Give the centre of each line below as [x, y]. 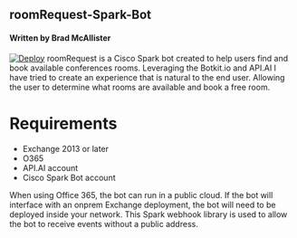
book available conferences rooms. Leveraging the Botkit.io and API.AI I [143, 68]
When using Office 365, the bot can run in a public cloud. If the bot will [141, 195]
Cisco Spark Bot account [69, 177]
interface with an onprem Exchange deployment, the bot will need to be [143, 205]
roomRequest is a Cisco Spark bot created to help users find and [168, 58]
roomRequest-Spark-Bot [81, 15]
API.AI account [50, 167]
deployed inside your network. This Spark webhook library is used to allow [148, 214]
